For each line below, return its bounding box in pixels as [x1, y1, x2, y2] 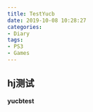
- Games [7, 50, 30, 57]
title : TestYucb [7, 10, 55, 18]
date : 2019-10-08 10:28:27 [7, 17, 87, 24]
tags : [7, 37, 23, 44]
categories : [7, 23, 42, 30]
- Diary [7, 30, 30, 37]
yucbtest [7, 97, 35, 105]
